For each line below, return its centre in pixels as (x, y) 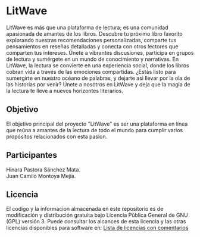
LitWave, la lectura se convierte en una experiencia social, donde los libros (98, 65)
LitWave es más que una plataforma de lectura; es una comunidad (87, 27)
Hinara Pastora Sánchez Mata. (43, 169)
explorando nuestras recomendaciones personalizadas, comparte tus (91, 40)
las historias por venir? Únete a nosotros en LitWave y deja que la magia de (98, 84)
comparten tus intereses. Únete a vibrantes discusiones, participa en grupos (100, 52)
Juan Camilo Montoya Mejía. (41, 176)
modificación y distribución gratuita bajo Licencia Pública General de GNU (97, 215)
